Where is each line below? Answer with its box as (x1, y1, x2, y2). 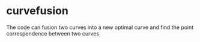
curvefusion (6, 4, 69, 18)
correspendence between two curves (6, 30, 100, 37)
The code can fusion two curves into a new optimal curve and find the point (6, 24, 194, 31)
